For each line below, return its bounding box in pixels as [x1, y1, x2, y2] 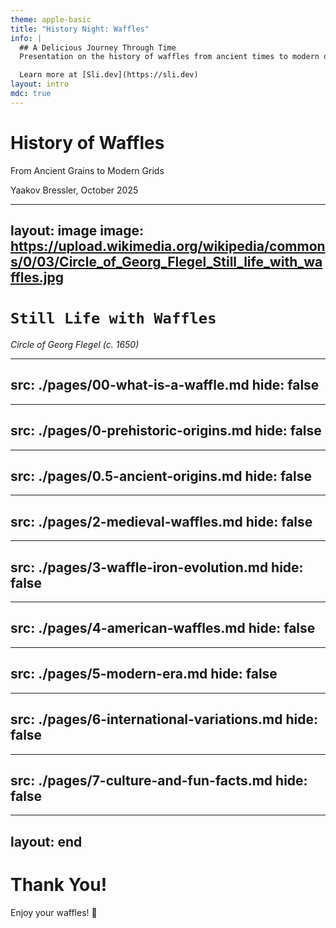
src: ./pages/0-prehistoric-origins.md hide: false [10, 422, 322, 440]
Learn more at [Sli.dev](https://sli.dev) [19, 70, 199, 80]
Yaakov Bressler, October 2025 [10, 184, 139, 196]
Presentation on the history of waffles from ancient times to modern [19, 52, 320, 62]
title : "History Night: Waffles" [10, 24, 150, 34]
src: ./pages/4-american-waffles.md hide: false [10, 620, 316, 637]
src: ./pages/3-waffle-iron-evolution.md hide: [10, 559, 304, 576]
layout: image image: [10, 222, 145, 240]
